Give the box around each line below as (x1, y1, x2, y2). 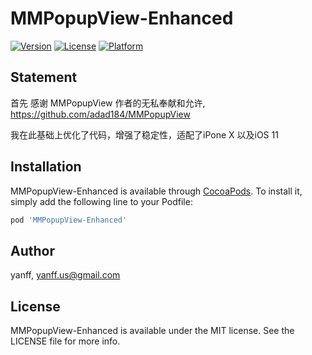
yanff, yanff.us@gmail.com (10, 269, 121, 281)
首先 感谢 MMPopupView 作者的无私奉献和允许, (10, 97, 206, 109)
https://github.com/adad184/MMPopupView (10, 108, 191, 120)
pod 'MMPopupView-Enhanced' (10, 215, 128, 225)
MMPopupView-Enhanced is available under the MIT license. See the (10, 325, 295, 337)
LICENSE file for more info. (10, 335, 121, 347)
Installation (10, 158, 82, 176)
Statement (10, 69, 78, 86)
